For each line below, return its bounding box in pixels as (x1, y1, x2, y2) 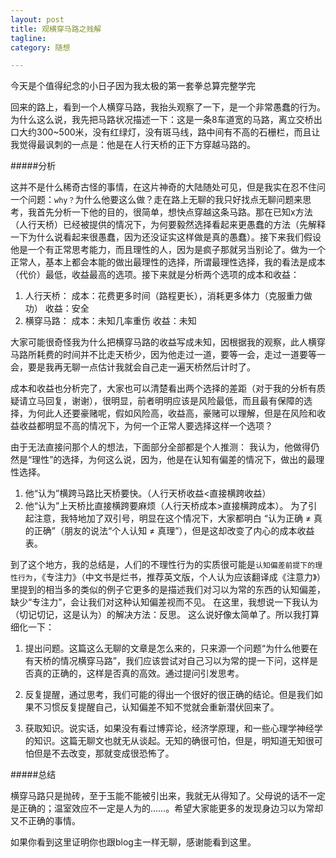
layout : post (10, 14, 65, 25)
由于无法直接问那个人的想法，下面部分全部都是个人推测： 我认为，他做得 (10, 441, 311, 453)
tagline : (10, 33, 47, 43)
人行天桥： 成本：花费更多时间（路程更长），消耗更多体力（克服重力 (24, 290, 304, 302)
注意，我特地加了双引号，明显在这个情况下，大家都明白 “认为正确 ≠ (33, 512, 312, 525)
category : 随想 (10, 42, 71, 53)
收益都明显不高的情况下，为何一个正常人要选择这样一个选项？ (18, 420, 273, 432)
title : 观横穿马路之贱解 (10, 24, 102, 34)
